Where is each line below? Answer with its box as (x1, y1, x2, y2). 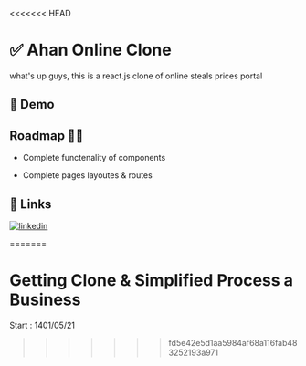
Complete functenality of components (22, 152, 166, 163)
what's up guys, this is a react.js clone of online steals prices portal (9, 70, 263, 81)
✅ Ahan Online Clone (9, 40, 172, 60)
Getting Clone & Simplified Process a (9, 270, 294, 291)
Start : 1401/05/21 (9, 319, 76, 330)
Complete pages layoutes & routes (22, 170, 153, 181)
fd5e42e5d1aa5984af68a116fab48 (168, 337, 298, 348)
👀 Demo (9, 97, 55, 112)
